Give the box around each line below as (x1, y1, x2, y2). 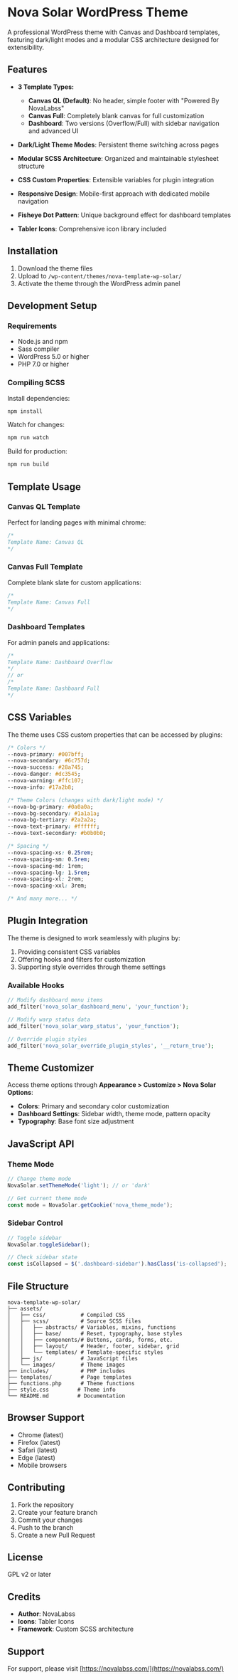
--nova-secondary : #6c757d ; (7, 757, 91, 765)
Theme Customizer (7, 1061, 94, 1073)
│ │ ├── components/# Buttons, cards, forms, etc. (7, 1336, 173, 1343)
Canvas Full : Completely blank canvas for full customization (28, 111, 205, 120)
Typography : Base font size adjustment (17, 1117, 134, 1125)
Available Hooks (7, 980, 65, 990)
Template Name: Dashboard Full (7, 685, 100, 693)
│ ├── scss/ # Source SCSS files (7, 1318, 141, 1325)
